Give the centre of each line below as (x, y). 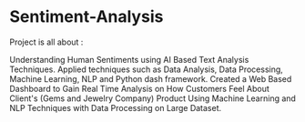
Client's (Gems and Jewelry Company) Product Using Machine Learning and (152, 98)
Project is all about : (46, 42)
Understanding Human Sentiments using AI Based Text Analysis (129, 59)
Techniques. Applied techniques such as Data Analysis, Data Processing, (147, 69)
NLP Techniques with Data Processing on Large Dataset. (116, 107)
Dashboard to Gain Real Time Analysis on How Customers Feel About (140, 88)
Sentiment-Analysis (86, 17)
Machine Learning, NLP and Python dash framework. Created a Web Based (151, 78)
